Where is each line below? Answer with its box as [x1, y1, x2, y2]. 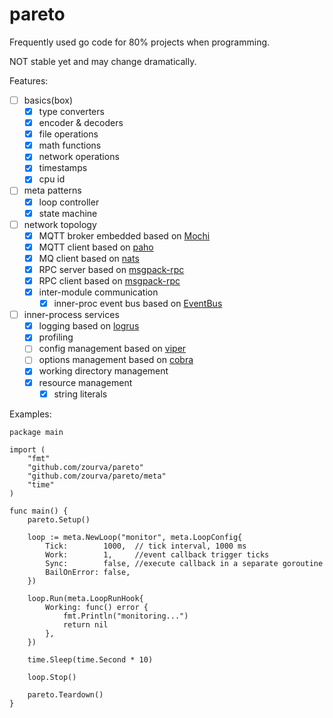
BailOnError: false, [45, 567, 131, 577]
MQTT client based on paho [38, 241, 154, 253]
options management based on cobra [38, 354, 194, 366]
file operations [38, 128, 99, 140]
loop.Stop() [27, 672, 77, 682]
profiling [38, 331, 74, 343]
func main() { [9, 506, 69, 516]
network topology [23, 218, 97, 230]
